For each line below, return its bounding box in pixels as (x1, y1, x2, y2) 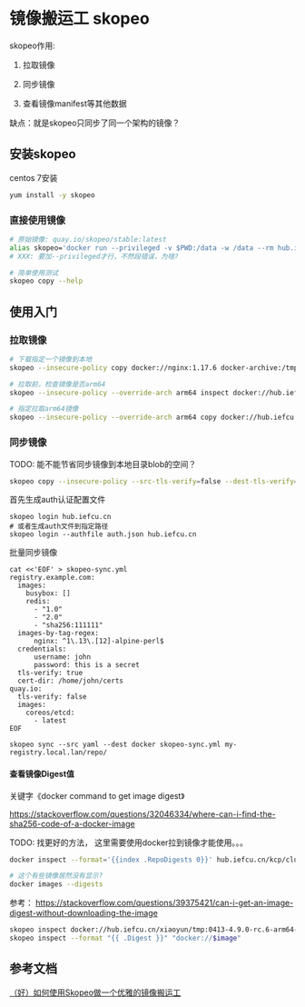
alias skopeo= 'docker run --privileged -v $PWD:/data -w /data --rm (9, 243, 274, 253)
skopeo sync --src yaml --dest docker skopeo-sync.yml (9, 740, 221, 750)
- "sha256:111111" (33, 621, 103, 630)
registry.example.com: (9, 573, 95, 583)
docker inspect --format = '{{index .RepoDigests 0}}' (9, 855, 213, 864)
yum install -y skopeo (9, 190, 95, 200)
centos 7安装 (9, 172, 58, 183)
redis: (25, 597, 51, 606)
